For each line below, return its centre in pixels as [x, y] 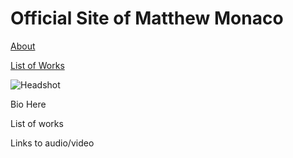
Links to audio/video [52, 143]
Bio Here [28, 104]
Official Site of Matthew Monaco [147, 18]
